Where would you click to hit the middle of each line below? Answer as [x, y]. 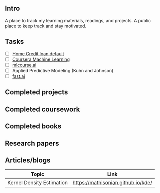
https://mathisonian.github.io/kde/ [112, 183]
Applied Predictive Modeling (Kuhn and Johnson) [63, 70]
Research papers [32, 143]
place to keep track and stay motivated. [46, 26]
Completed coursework [43, 109]
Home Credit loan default [38, 53]
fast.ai [19, 76]
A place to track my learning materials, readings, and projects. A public [78, 20]
